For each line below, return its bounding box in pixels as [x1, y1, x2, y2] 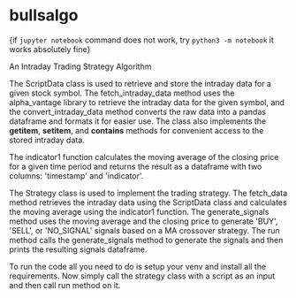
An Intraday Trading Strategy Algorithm [9, 61, 152, 72]
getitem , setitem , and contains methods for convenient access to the [9, 125, 264, 135]
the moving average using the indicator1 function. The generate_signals [9, 206, 269, 217]
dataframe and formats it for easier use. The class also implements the [9, 116, 267, 126]
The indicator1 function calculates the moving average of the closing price [9, 151, 279, 162]
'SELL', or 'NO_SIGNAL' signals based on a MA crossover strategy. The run [9, 225, 280, 235]
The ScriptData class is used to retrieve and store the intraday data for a [9, 78, 272, 88]
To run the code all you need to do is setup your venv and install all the [9, 261, 267, 271]
